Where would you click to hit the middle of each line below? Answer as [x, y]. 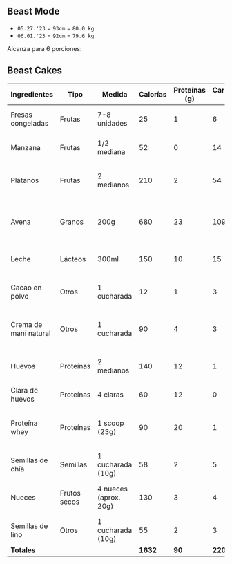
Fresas [21, 115]
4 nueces [113, 489]
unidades [113, 123]
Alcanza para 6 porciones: [45, 48]
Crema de [27, 324]
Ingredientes [32, 94]
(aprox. [109, 497]
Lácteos [73, 258]
